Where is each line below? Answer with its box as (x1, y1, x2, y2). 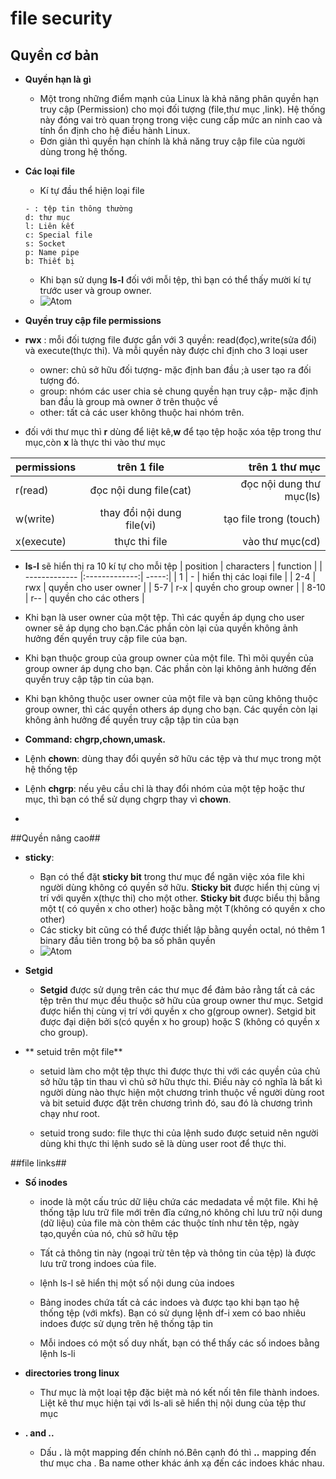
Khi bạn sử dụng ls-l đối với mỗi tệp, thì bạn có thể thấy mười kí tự (39, 274, 312, 286)
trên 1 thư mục (248, 460, 321, 474)
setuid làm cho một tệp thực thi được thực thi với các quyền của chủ (39, 1065, 321, 1077)
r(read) (15, 483, 49, 497)
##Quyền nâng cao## (10, 832, 101, 844)
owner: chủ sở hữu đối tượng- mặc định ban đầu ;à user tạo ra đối (39, 364, 312, 376)
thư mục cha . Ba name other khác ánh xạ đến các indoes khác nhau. (39, 1457, 325, 1469)
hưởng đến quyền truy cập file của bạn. (24, 633, 188, 644)
